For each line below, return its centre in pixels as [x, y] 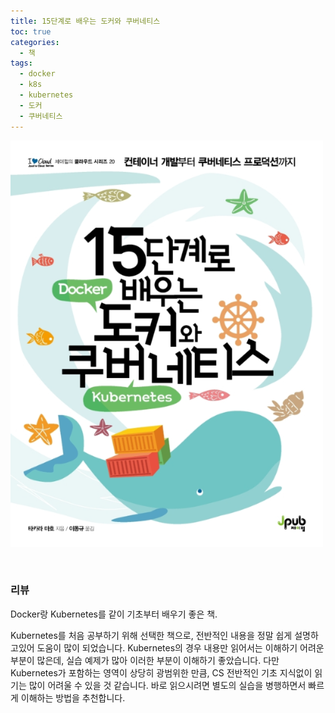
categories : [35, 42]
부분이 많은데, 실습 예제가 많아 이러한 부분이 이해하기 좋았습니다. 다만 [145, 660]
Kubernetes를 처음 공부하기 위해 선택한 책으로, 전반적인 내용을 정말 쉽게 [151, 635]
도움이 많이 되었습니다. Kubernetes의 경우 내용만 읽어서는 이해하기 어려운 [180, 647]
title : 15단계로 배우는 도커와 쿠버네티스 [85, 21]
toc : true [31, 31]
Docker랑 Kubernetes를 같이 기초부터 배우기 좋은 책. [114, 614]
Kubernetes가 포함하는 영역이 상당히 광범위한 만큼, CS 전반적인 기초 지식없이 [161, 672]
